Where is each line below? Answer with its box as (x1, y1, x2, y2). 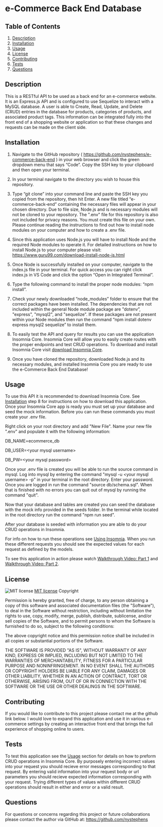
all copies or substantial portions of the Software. (5, 638, 104, 644)
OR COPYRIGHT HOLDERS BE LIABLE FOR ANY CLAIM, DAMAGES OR (5, 668, 146, 674)
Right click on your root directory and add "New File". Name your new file (5, 423, 152, 429)
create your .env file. (5, 414, 47, 420)
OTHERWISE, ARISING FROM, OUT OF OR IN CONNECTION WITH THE (5, 679, 147, 684)
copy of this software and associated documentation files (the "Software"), (5, 603, 156, 608)
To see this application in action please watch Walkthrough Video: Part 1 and (5, 556, 158, 562)
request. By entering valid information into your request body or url (5, 769, 139, 774)
